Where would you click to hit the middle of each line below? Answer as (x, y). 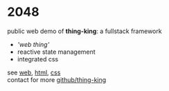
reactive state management (56, 52)
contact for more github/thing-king (57, 79)
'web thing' (33, 44)
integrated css (38, 59)
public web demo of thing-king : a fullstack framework (84, 31)
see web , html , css (34, 72)
